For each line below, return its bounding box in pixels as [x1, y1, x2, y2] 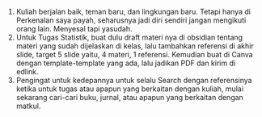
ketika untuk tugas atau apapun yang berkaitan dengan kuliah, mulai [15, 84, 244, 94]
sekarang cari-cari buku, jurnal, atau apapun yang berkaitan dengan [15, 93, 244, 102]
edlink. [15, 67, 39, 76]
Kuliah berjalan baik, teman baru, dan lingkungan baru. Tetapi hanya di [15, 7, 251, 16]
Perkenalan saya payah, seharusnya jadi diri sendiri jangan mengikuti [15, 15, 247, 25]
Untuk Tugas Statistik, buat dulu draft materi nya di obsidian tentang [15, 32, 243, 42]
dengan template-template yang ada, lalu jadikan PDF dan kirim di [15, 58, 236, 68]
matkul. [15, 101, 41, 111]
